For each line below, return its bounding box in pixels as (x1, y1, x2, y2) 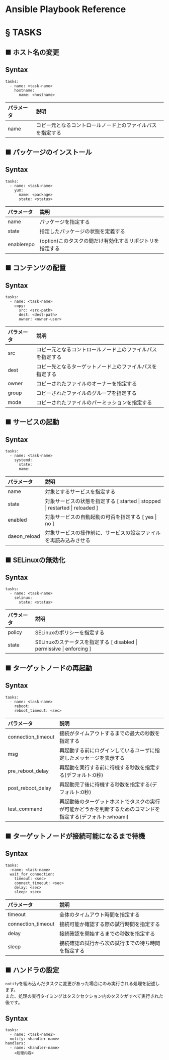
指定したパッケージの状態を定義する (39, 227, 125, 235)
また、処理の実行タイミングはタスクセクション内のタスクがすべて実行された (5, 993, 163, 999)
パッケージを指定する (39, 218, 90, 225)
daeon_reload (8, 533, 40, 540)
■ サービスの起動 (5, 418, 59, 427)
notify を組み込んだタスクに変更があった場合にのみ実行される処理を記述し (5, 980, 160, 986)
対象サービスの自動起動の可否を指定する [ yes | (45, 514, 157, 521)
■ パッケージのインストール (5, 148, 92, 156)
